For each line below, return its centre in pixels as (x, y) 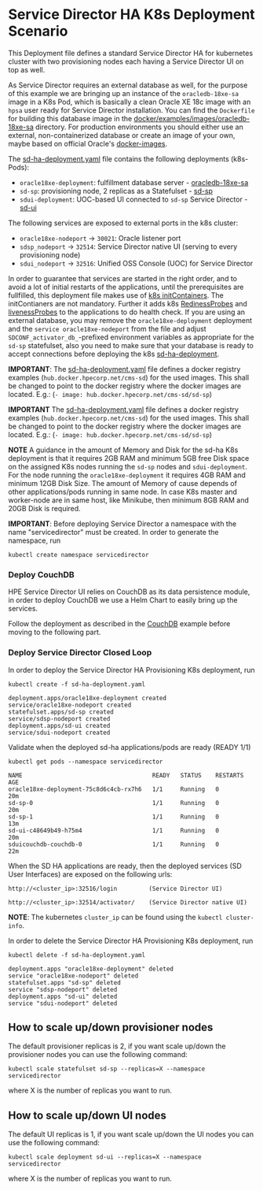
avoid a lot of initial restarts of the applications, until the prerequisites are (126, 287)
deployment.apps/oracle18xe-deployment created (88, 698)
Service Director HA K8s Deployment (131, 15)
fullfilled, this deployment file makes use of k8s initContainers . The (116, 295)
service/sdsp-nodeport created (59, 718)
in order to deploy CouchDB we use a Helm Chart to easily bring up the (123, 600)
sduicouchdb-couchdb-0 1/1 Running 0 (114, 844)
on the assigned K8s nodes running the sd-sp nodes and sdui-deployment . (128, 466)
